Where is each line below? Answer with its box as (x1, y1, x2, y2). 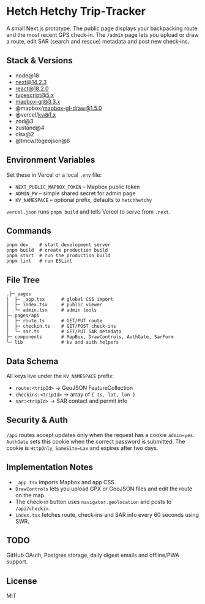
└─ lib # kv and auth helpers (6, 339, 119, 346)
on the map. (15, 491, 46, 498)
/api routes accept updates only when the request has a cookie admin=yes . (6, 431, 195, 438)
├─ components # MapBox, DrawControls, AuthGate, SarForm (6, 334, 174, 340)
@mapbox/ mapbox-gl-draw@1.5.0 (15, 104, 102, 112)
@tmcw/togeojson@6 (15, 137, 70, 144)
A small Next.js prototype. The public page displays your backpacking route (6, 25, 198, 32)
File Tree (6, 274, 40, 285)
